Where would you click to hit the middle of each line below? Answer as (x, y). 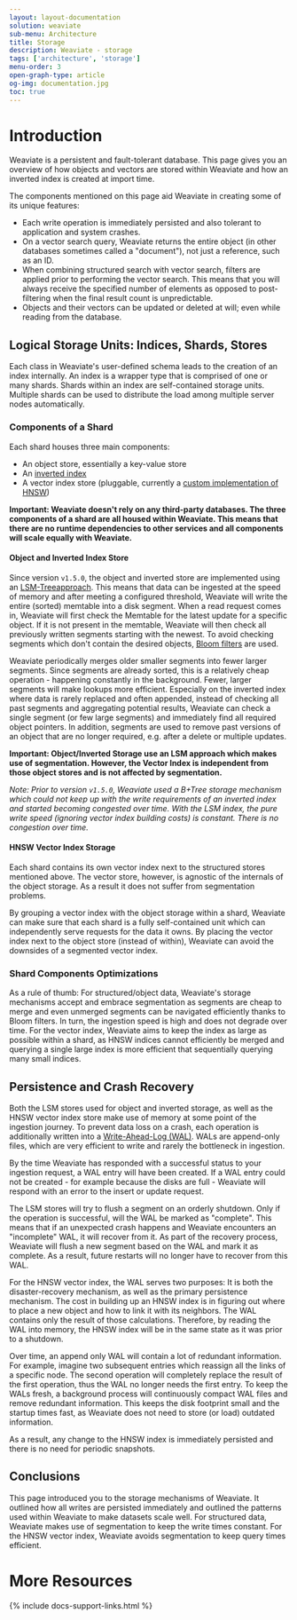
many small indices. (45, 1059)
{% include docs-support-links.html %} (81, 1605)
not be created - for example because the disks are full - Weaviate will (137, 1182)
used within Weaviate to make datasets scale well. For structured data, (138, 1517)
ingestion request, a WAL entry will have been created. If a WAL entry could (147, 1173)
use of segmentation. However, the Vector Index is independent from (139, 763)
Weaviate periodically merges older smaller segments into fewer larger (138, 660)
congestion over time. (49, 827)
